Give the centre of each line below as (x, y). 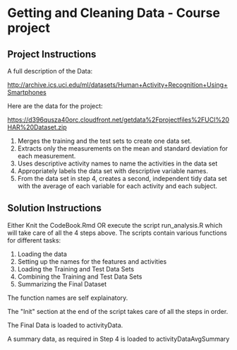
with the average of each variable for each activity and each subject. (117, 186)
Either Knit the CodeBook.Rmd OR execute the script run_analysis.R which (115, 225)
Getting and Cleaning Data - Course (114, 13)
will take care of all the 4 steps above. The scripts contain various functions (117, 233)
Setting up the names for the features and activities (92, 261)
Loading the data (42, 254)
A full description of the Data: (50, 71)
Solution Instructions (55, 208)
